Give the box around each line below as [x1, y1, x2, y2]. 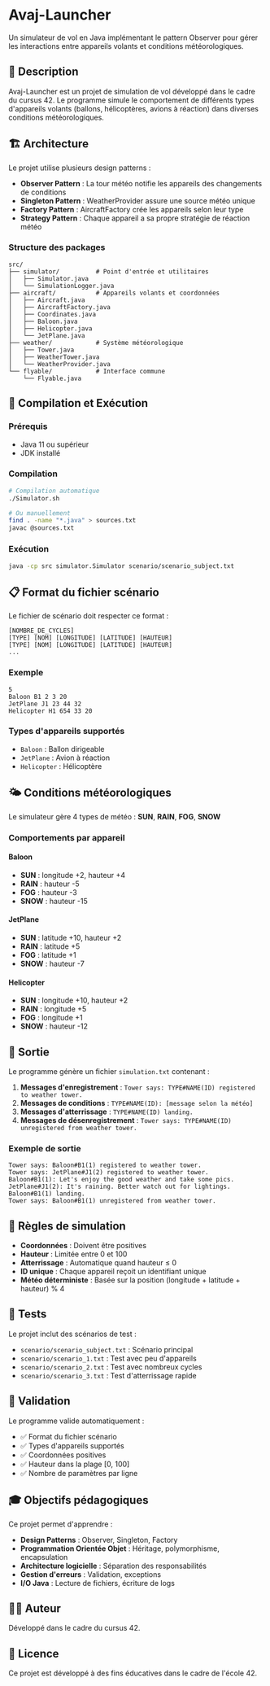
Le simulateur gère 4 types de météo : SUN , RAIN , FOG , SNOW [8, 811, 221, 821]
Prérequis [8, 421, 48, 432]
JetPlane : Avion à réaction [20, 753, 111, 762]
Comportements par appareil [8, 832, 125, 843]
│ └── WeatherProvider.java [8, 360, 111, 368]
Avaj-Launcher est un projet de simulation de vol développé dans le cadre [8, 86, 256, 96]
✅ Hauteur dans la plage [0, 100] [20, 1459, 130, 1469]
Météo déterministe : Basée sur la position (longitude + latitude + [20, 1275, 241, 1285]
